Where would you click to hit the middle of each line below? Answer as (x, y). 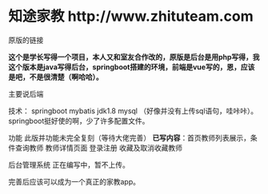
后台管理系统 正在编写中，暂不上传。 (69, 164)
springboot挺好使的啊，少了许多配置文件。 (79, 121)
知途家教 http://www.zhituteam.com (131, 16)
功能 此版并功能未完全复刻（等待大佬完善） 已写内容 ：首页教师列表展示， (129, 137)
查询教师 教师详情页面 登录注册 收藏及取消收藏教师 (98, 148)
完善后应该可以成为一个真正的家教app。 (74, 181)
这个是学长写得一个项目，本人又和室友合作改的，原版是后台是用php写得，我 (134, 57)
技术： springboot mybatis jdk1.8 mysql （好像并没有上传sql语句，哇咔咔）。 (133, 111)
